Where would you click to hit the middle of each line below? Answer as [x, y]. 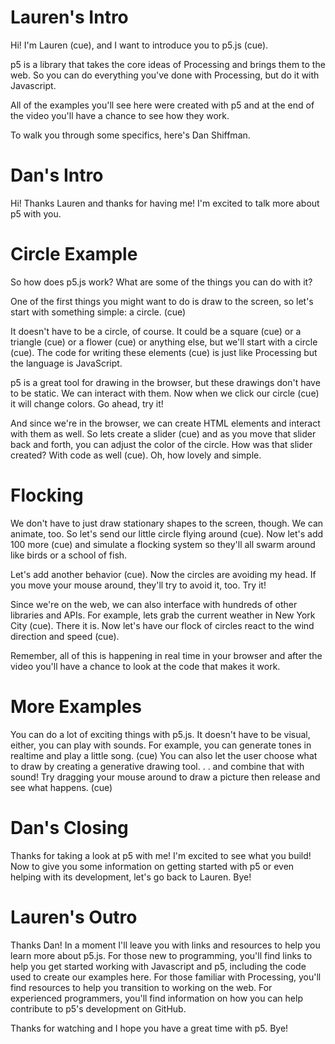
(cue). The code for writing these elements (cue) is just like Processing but [164, 352]
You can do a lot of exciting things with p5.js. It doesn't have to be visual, [160, 734]
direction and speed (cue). [65, 636]
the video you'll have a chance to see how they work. [120, 115]
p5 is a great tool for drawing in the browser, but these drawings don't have [165, 382]
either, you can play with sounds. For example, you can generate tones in [161, 745]
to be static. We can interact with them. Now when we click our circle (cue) [165, 393]
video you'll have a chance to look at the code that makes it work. [145, 666]
